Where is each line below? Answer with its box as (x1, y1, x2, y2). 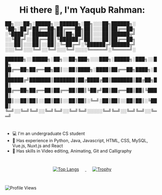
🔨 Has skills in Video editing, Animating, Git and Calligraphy (12, 148, 132, 154)
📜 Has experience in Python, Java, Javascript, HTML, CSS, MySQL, (12, 138, 148, 144)
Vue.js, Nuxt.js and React (12, 143, 63, 149)
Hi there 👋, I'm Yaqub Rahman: (19, 4, 145, 16)
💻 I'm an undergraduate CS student (12, 130, 85, 136)
